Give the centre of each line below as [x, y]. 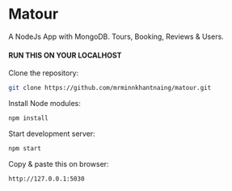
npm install [28, 118]
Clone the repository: [44, 73]
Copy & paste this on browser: [59, 163]
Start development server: [52, 134]
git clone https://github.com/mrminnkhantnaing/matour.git [110, 88]
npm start [25, 148]
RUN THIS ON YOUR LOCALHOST [65, 55]
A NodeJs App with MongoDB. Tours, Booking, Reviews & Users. [116, 36]
